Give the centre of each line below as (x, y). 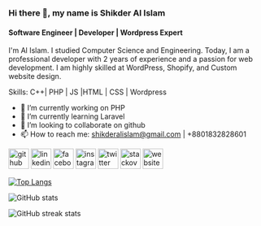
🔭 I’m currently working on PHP (73, 108)
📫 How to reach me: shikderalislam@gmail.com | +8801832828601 (133, 134)
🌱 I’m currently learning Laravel (72, 116)
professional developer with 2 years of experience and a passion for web (131, 59)
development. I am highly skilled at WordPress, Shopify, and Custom (123, 67)
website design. (35, 76)
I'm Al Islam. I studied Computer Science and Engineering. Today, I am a (129, 50)
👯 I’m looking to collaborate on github (83, 125)
